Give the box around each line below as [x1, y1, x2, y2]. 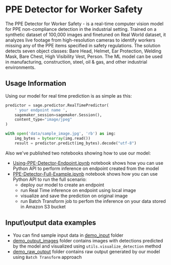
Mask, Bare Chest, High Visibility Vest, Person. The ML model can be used [5, 53, 163, 60]
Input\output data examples [5, 218, 97, 227]
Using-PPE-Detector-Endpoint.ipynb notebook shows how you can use [12, 160, 163, 166]
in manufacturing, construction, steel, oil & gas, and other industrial [5, 59, 147, 65]
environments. [5, 64, 36, 70]
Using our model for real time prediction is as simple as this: [5, 92, 132, 99]
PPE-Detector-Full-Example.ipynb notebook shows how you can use [12, 171, 158, 177]
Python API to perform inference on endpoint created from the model [12, 165, 159, 172]
